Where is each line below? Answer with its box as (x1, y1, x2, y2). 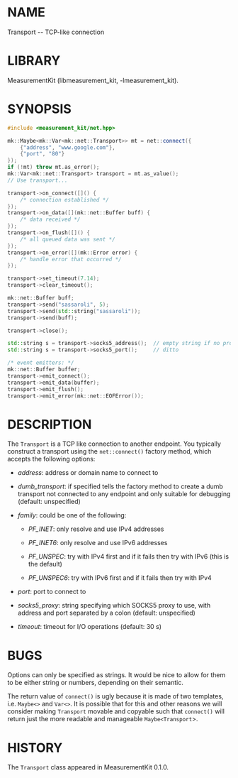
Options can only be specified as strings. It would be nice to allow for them (7, 671, 226, 679)
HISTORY (7, 740, 63, 756)
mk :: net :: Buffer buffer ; (7, 366, 81, 373)
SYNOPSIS (7, 101, 72, 117)
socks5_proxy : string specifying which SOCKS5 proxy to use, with (17, 601, 211, 610)
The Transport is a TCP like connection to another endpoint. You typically (7, 439, 222, 448)
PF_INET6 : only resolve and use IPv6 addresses (28, 539, 168, 547)
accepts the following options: (7, 455, 96, 464)
